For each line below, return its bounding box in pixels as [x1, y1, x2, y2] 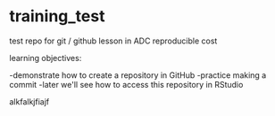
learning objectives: [9, 52, 82, 63]
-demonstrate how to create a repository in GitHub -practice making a [9, 69, 267, 81]
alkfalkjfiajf [9, 96, 50, 107]
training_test [9, 6, 105, 27]
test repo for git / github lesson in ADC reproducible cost [9, 35, 218, 46]
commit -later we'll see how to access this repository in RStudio [9, 79, 244, 89]
